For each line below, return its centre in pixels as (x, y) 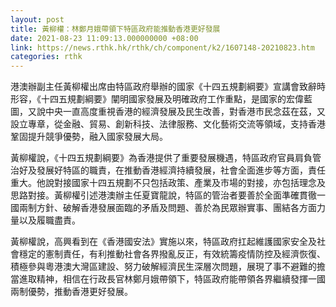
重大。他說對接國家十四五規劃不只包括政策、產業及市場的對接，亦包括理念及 (168, 183)
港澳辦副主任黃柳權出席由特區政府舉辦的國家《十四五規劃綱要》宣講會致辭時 (168, 87)
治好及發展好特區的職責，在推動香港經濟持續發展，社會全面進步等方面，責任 (168, 170)
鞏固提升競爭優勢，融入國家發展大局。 (89, 137)
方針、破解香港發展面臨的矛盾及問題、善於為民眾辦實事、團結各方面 (176, 208)
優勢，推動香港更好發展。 (80, 292)
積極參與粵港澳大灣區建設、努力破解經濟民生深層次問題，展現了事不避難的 (163, 267)
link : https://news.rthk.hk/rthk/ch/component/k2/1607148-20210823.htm (162, 47)
